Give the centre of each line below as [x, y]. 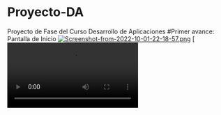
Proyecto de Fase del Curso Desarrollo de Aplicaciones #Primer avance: [111, 31]
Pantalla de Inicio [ [101, 38]
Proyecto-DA [46, 12]
